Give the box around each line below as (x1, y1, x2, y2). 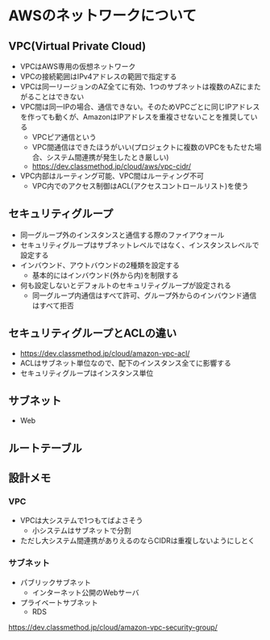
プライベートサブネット (19, 597, 98, 607)
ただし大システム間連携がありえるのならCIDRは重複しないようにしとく (19, 535, 255, 545)
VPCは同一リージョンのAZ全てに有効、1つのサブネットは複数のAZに (19, 82, 247, 91)
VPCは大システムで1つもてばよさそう (19, 515, 143, 525)
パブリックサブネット (19, 577, 91, 587)
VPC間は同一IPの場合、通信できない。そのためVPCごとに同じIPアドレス (19, 102, 260, 111)
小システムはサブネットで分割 (31, 525, 131, 535)
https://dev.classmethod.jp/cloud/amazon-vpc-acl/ (19, 348, 190, 358)
